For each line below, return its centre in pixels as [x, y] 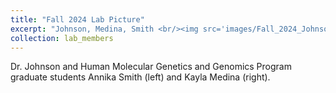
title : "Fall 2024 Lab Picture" [77, 19]
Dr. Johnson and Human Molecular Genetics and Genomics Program [151, 67]
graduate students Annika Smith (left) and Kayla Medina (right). [140, 77]
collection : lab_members [62, 38]
